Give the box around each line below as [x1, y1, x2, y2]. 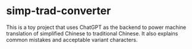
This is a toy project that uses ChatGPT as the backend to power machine [6, 24, 187, 31]
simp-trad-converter [6, 4, 111, 18]
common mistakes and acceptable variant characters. [6, 36, 138, 43]
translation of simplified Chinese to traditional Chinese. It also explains [6, 30, 178, 37]
